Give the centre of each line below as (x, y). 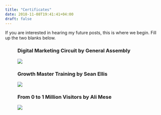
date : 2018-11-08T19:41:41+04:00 (39, 14)
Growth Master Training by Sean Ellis (63, 74)
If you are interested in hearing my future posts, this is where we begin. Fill (81, 33)
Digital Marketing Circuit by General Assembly (74, 51)
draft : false (18, 19)
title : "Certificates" (28, 10)
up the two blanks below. (30, 38)
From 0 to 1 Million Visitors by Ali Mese (64, 97)
